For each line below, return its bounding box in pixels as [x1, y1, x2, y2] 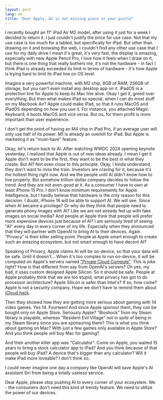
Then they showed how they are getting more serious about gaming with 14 [5, 299, 157, 305]
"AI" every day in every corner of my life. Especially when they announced [5, 224, 154, 229]
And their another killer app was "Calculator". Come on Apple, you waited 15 [5, 340, 158, 346]
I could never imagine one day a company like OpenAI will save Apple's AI [5, 365, 153, 371]
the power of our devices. [5, 390, 57, 396]
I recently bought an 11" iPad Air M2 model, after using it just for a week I [5, 30, 151, 36]
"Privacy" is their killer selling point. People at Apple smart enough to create [5, 234, 157, 240]
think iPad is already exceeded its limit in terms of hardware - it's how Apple [5, 66, 158, 72]
